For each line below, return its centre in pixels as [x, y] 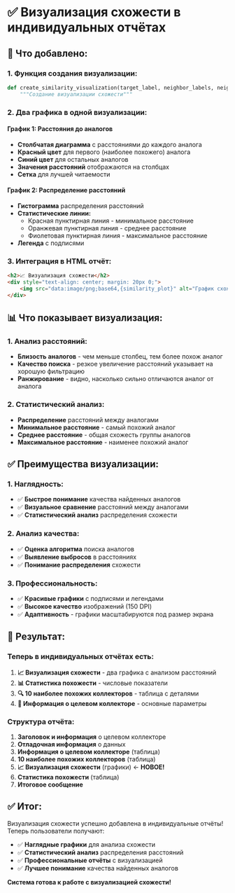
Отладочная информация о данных [71, 744]
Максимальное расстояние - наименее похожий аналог [103, 442]
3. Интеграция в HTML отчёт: [59, 261]
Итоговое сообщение [50, 784]
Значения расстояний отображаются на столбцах [93, 167]
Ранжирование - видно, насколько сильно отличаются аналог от [115, 379]
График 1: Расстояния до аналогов [60, 129]
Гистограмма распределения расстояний [81, 206]
